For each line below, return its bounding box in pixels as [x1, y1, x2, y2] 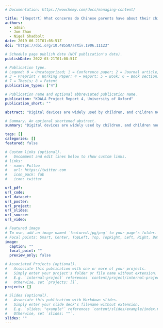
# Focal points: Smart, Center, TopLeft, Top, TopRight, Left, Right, [5, 235, 151, 240]
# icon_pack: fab [5, 172, 45, 177]
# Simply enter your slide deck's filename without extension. [5, 302, 140, 307]
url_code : [5, 190, 25, 195]
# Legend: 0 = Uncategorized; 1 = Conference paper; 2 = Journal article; [5, 69, 160, 74]
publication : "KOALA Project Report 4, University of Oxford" [5, 96, 133, 101]
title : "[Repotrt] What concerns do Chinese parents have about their [5, 16, 151, 21]
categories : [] [5, 137, 36, 141]
